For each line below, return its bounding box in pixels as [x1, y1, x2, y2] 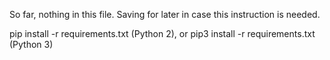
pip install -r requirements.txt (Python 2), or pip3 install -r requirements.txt [9, 28, 316, 39]
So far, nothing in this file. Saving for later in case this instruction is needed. [9, 9, 321, 20]
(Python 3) [9, 39, 54, 50]
